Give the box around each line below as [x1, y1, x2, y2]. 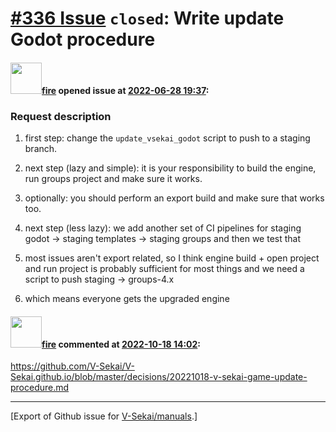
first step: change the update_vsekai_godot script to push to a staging [24, 132, 311, 144]
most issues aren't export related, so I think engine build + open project [24, 252, 320, 264]
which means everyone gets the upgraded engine [24, 293, 230, 305]
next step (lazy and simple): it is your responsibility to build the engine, [24, 162, 317, 174]
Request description [10, 109, 112, 123]
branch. [24, 143, 58, 155]
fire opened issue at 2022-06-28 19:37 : [41, 84, 210, 96]
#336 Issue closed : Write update [10, 7, 285, 30]
